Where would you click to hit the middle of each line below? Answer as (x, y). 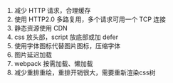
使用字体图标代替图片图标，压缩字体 (67, 46)
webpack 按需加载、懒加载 (53, 63)
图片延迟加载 (33, 55)
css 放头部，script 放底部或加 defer (66, 37)
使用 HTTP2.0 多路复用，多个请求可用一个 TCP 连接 (90, 19)
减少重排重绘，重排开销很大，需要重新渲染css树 (85, 72)
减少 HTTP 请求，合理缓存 (52, 10)
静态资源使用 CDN (41, 28)
